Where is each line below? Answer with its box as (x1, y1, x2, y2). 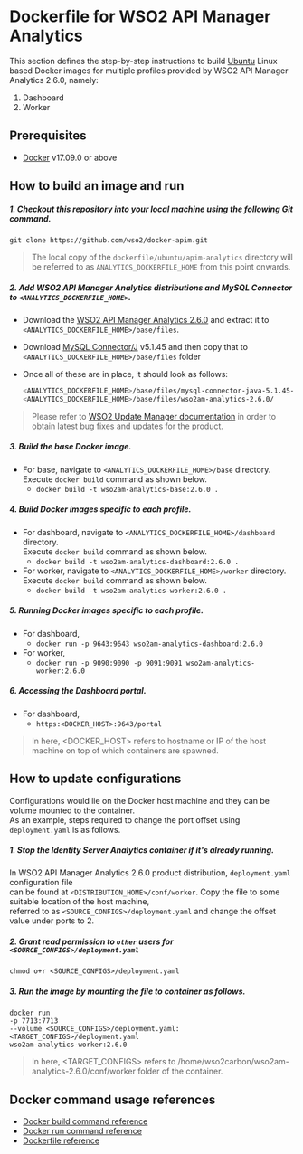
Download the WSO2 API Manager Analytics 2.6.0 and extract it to (22, 315, 270, 326)
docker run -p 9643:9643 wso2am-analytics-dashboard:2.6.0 (35, 639, 264, 648)
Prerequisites (9, 128, 87, 144)
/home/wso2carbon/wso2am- (177, 1056, 289, 1067)
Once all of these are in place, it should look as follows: (22, 369, 229, 380)
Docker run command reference (22, 1126, 143, 1137)
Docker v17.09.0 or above (22, 152, 118, 163)
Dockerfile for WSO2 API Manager (9, 6, 271, 27)
